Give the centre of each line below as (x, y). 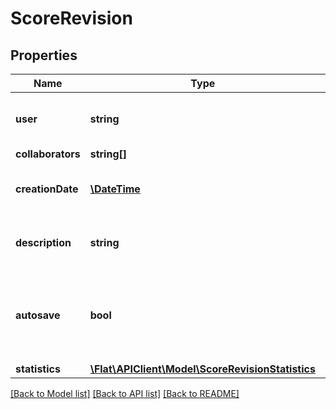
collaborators (48, 154)
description (43, 242)
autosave (38, 315)
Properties (44, 55)
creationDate (47, 189)
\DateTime (115, 189)
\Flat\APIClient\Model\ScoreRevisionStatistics (202, 369)
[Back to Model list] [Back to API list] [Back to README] (125, 393)
